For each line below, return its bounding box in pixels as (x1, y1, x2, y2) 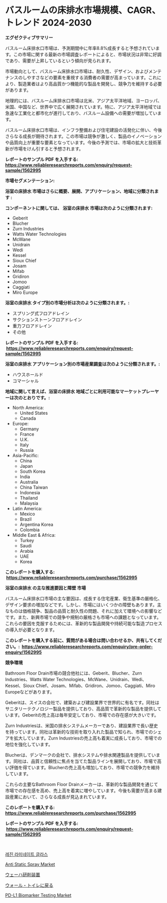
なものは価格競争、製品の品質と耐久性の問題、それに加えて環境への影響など (5, 608, 163, 614)
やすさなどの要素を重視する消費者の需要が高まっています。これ (26, 74, 157, 80)
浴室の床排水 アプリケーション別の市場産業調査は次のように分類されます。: (5, 361, 161, 367)
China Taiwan (19, 484, 48, 490)
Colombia (19, 527, 40, 533)
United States (19, 410, 48, 416)
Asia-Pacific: (12, 452, 39, 458)
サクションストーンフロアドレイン (12, 316, 82, 322)
